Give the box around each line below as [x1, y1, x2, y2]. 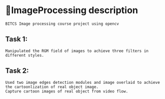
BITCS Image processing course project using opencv [5, 21, 119, 26]
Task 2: [5, 67, 29, 75]
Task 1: [5, 35, 28, 43]
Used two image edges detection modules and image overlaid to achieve [5, 80, 160, 85]
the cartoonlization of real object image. [5, 84, 99, 89]
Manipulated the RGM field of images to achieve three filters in [5, 48, 149, 54]
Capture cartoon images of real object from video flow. [5, 88, 128, 94]
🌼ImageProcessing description [5, 5, 139, 16]
